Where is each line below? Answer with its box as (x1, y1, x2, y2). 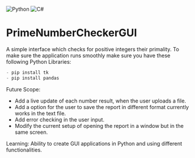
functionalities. (6, 146, 43, 153)
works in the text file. (14, 110, 66, 117)
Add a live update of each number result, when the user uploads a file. (14, 97, 186, 104)
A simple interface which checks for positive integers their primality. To (6, 45, 179, 52)
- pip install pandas (6, 75, 60, 81)
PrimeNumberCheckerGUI (6, 27, 137, 39)
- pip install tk (6, 70, 49, 75)
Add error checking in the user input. (14, 116, 105, 123)
